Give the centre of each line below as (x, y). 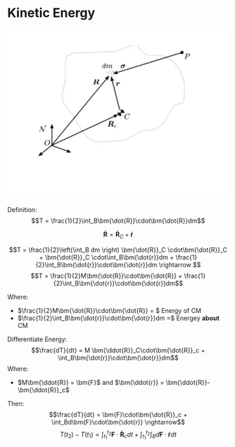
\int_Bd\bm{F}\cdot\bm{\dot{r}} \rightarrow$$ (118, 422)
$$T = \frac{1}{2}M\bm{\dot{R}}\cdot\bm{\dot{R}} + (107, 276)
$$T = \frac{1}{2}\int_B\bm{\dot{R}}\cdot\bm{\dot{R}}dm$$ (118, 221)
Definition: (22, 209)
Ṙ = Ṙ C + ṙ (118, 235)
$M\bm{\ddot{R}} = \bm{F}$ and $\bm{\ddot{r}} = (91, 382)
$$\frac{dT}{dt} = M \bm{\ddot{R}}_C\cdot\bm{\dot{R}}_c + (118, 350)
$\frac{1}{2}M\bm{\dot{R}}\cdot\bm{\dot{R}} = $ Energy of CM (109, 310)
